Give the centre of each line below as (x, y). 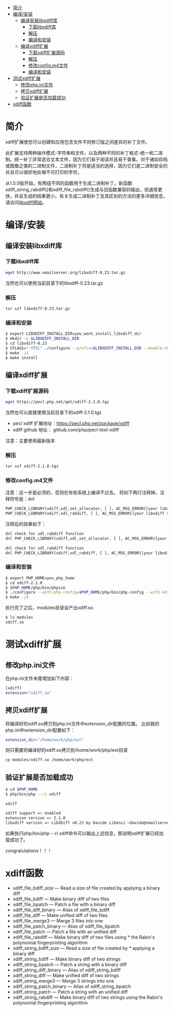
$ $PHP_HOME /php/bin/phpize (36, 588)
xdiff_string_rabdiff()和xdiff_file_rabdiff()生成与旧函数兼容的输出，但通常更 (84, 189)
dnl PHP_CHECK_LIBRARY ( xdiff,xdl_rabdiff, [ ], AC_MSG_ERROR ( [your (79, 553)
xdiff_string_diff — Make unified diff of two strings (66, 975)
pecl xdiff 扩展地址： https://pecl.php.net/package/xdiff (71, 423)
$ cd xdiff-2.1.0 (24, 583)
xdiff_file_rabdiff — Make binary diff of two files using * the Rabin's (84, 937)
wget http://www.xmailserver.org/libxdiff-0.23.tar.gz (65, 272)
